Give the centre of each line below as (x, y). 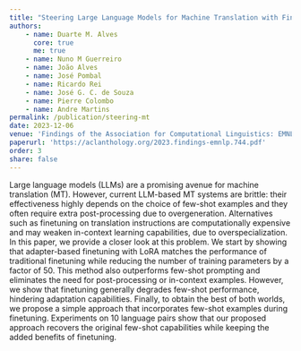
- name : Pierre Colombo (70, 101)
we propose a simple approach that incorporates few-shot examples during (149, 308)
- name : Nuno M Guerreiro (74, 59)
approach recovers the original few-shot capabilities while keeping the (139, 327)
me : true (49, 51)
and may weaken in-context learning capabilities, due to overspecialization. (149, 232)
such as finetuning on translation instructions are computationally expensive (150, 223)
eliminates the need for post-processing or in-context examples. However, (146, 279)
